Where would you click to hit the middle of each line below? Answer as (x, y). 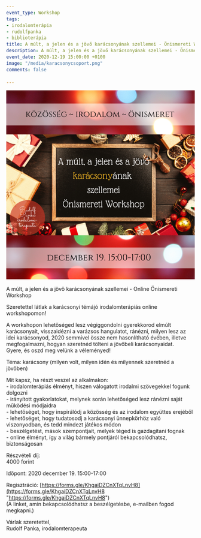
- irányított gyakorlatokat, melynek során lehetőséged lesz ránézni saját (94, 399)
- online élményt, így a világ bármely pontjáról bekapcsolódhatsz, (87, 437)
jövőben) (17, 368)
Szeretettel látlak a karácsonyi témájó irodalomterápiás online (82, 307)
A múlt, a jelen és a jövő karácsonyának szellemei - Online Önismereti (92, 289)
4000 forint (20, 462)
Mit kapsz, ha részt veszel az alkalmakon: (57, 380)
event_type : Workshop (33, 13)
